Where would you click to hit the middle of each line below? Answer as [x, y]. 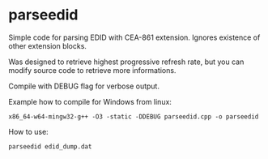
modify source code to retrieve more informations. [92, 70]
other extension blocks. [48, 45]
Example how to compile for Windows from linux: [90, 101]
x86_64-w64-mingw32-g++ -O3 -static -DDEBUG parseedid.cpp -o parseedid [134, 116]
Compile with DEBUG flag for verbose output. [84, 86]
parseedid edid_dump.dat [50, 146]
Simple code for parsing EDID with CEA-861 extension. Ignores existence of [134, 37]
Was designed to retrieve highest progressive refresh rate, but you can [126, 62]
